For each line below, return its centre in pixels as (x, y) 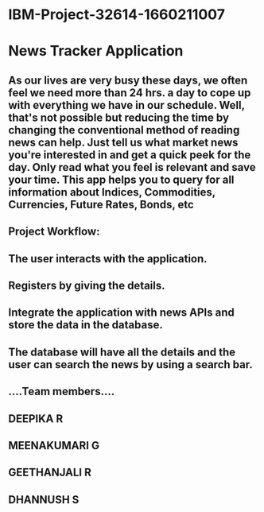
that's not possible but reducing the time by (118, 117)
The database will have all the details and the (122, 352)
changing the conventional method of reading (124, 130)
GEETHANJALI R (50, 473)
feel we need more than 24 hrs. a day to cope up (130, 93)
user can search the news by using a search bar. (130, 365)
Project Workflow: (54, 232)
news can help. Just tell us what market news (123, 142)
